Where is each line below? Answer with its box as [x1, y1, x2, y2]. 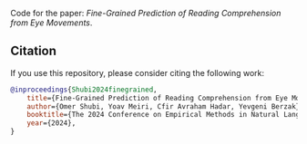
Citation [10, 43, 57, 59]
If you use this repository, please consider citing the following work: [10, 67, 265, 78]
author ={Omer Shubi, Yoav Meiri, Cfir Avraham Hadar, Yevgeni [26, 101, 268, 111]
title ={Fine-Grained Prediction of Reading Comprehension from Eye [26, 93, 288, 102]
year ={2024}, [26, 119, 77, 128]
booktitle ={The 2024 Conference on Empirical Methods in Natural [26, 110, 281, 120]
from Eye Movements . [10, 17, 93, 28]
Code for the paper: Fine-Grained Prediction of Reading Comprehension [10, 8, 281, 18]
